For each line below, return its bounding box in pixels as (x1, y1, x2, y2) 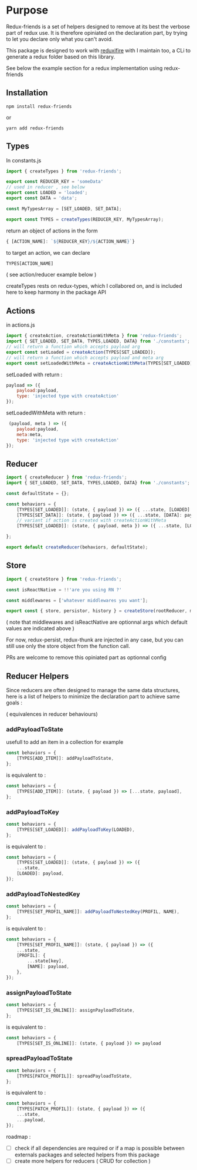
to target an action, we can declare (6, 249, 90, 256)
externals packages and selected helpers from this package (14, 1151, 159, 1158)
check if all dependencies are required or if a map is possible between (14, 1144, 185, 1151)
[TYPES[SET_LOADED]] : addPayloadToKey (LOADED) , (16, 826, 135, 833)
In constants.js (6, 157, 42, 164)
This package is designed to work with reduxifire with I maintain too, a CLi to (6, 46, 191, 54)
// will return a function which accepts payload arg (6, 344, 141, 350)
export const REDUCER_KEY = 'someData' (6, 179, 104, 185)
